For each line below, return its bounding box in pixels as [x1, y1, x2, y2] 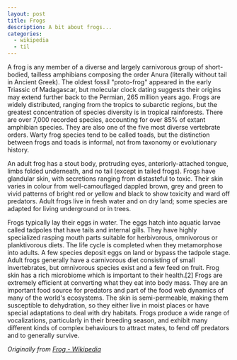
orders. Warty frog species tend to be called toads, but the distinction [7, 130, 210, 139]
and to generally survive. [7, 331, 80, 339]
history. [7, 146, 30, 154]
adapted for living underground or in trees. [7, 205, 132, 213]
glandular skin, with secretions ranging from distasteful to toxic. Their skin [7, 174, 224, 183]
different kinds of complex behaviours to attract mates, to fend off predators [7, 324, 230, 332]
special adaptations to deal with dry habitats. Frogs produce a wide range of [7, 309, 230, 317]
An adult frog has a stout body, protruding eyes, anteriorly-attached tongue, [7, 159, 229, 167]
